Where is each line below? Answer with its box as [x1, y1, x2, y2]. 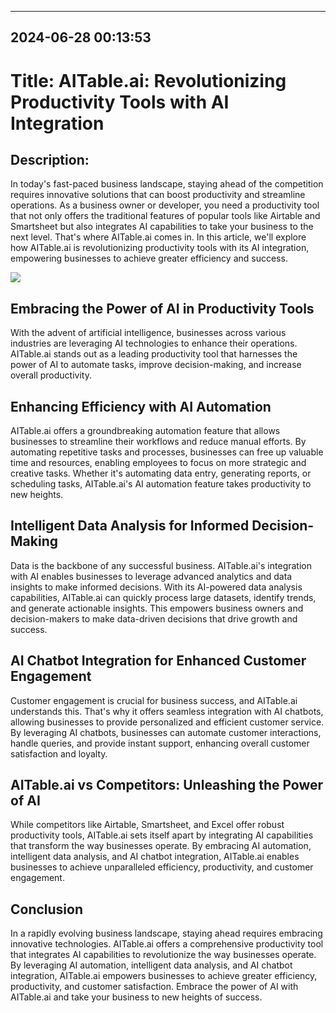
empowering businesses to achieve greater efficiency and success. [10, 252, 288, 265]
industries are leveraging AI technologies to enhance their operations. [10, 337, 298, 350]
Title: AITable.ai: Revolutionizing [10, 69, 287, 92]
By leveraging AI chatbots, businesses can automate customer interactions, [10, 726, 322, 738]
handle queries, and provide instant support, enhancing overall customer [10, 737, 310, 749]
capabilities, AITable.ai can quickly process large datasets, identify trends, [10, 591, 317, 603]
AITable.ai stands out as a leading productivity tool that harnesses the [10, 348, 298, 360]
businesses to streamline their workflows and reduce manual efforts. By [10, 436, 307, 448]
